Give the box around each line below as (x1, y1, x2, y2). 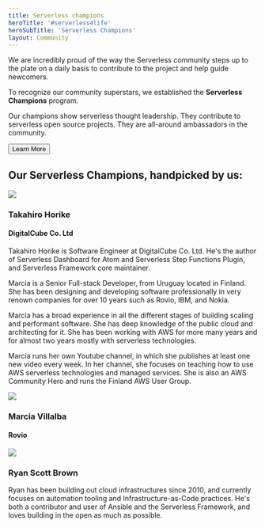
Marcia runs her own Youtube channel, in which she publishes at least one (8, 351, 251, 360)
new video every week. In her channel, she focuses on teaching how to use (8, 359, 255, 369)
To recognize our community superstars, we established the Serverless (8, 88, 243, 97)
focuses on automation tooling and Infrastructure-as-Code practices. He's (8, 494, 251, 503)
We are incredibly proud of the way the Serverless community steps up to (8, 55, 249, 65)
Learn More (12, 145, 47, 154)
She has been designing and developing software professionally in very (8, 287, 241, 296)
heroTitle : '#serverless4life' (8, 19, 112, 27)
